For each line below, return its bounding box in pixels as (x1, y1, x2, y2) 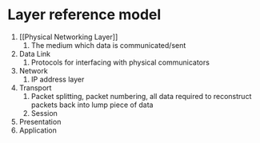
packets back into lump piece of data (30, 100, 154, 109)
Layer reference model (7, 6, 162, 24)
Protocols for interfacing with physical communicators (30, 58, 210, 67)
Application (18, 125, 58, 135)
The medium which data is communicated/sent (30, 40, 186, 50)
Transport (18, 82, 52, 93)
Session (30, 108, 58, 117)
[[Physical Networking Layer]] (18, 32, 118, 42)
